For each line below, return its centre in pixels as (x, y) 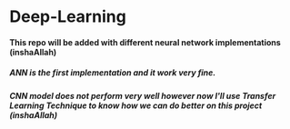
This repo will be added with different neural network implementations (145, 42)
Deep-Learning (68, 17)
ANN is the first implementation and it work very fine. (113, 73)
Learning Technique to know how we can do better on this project (136, 105)
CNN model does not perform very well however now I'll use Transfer (143, 95)
